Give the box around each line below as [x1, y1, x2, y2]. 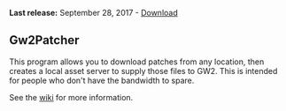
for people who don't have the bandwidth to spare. [9, 75, 195, 85]
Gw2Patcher [9, 33, 80, 48]
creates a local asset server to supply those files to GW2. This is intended [9, 65, 278, 76]
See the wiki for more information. [9, 92, 134, 102]
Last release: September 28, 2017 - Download [9, 8, 179, 18]
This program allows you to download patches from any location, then [9, 56, 265, 67]
